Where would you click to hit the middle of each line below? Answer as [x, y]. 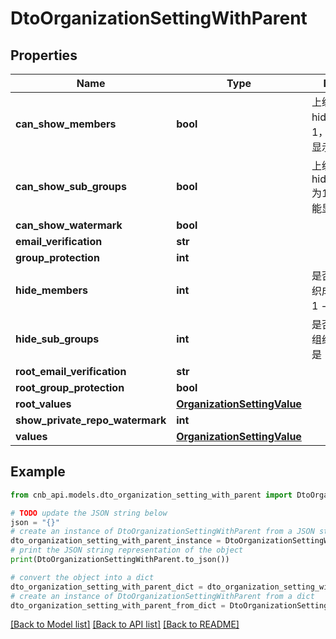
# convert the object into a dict [82, 577]
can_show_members [66, 124]
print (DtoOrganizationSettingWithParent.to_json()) [120, 560]
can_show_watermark [69, 225]
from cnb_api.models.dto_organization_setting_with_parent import [151, 495]
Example [38, 472]
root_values [43, 404]
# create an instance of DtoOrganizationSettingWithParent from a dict [162, 596]
